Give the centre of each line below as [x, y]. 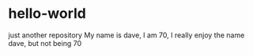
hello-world [47, 14]
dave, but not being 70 [45, 43]
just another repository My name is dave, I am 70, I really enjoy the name [126, 35]
